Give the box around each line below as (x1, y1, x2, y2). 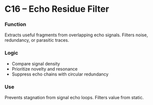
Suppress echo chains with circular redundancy (11, 71, 109, 77)
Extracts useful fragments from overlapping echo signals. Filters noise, (4, 32, 148, 38)
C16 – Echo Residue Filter (4, 3, 109, 15)
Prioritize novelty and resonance (11, 66, 78, 72)
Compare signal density (11, 60, 60, 67)
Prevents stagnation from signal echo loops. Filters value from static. (4, 95, 144, 101)
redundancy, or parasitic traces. (4, 37, 69, 43)
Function (4, 21, 27, 28)
